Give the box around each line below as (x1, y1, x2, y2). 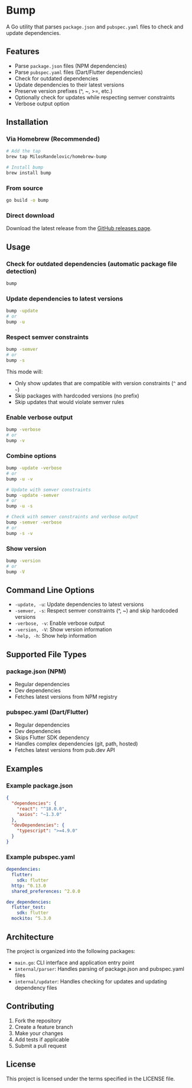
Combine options (6, 451, 57, 460)
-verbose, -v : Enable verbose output (14, 619, 105, 627)
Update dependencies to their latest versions (14, 81, 125, 88)
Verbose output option (14, 100, 70, 107)
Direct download (6, 211, 55, 219)
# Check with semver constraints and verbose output (6, 514, 139, 520)
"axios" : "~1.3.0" (17, 811, 62, 817)
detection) (6, 267, 37, 275)
